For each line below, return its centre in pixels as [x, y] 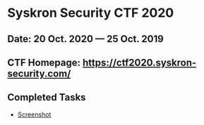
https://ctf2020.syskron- [139, 62]
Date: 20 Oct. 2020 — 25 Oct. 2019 [85, 39]
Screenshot [34, 114]
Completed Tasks [47, 97]
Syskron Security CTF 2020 [91, 13]
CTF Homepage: [44, 62]
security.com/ [39, 73]
